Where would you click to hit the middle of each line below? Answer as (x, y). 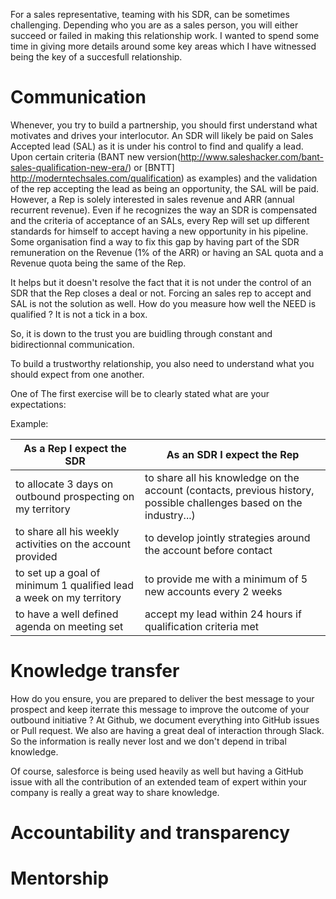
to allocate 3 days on (64, 484)
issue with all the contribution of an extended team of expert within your (159, 781)
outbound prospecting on (75, 496)
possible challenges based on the (223, 502)
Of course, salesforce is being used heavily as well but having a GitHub (157, 771)
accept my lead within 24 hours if (223, 614)
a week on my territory (68, 597)
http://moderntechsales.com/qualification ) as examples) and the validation (164, 178)
